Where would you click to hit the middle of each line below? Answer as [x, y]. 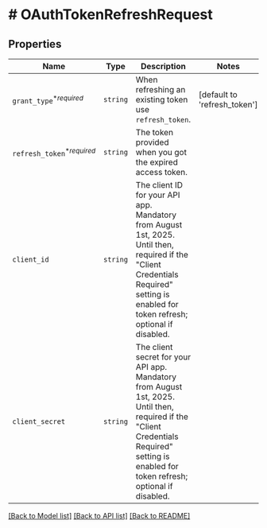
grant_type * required [48, 99]
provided [152, 142]
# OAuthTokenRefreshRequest [110, 15]
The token [154, 132]
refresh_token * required [54, 152]
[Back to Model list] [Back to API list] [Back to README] [99, 516]
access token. [162, 172]
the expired [157, 162]
